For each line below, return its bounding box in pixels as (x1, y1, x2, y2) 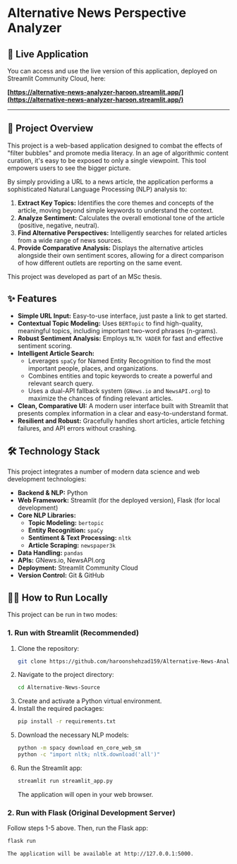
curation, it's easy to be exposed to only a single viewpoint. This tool (7, 156, 207, 164)
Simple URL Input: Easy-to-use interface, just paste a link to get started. (17, 311, 228, 320)
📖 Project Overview (7, 122, 94, 135)
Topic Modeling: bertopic (28, 519, 104, 527)
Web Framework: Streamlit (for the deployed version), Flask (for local (17, 496, 221, 505)
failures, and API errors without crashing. (17, 424, 137, 432)
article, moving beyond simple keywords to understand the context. (17, 206, 214, 215)
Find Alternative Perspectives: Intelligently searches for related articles (17, 228, 228, 237)
